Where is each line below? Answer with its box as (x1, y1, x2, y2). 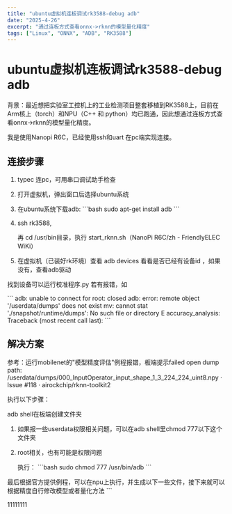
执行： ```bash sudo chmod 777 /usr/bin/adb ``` (17, 462, 152, 471)
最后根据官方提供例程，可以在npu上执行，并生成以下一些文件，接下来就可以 (7, 478, 226, 486)
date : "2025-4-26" (7, 17, 60, 24)
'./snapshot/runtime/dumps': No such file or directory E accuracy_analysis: (7, 309, 221, 317)
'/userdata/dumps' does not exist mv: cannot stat (7, 302, 148, 310)
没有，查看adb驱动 (17, 265, 72, 274)
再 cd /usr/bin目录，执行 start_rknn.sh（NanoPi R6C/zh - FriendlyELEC (17, 233, 220, 241)
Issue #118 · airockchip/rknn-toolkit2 (7, 380, 111, 389)
